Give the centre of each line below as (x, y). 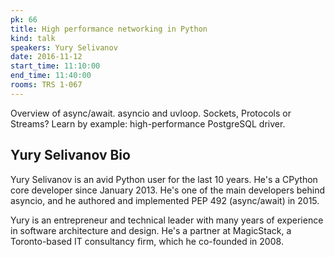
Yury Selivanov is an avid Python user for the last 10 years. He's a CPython (164, 179)
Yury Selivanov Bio (70, 155)
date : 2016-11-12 (46, 57)
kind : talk (33, 38)
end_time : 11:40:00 (51, 76)
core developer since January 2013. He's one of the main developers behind (167, 190)
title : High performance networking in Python (109, 29)
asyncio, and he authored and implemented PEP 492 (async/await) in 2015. (165, 200)
